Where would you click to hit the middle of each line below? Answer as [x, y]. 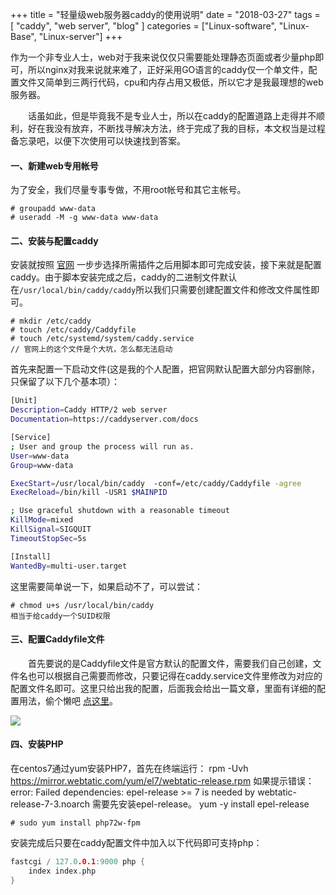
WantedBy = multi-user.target [69, 566]
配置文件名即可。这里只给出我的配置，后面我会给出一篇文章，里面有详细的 [163, 688]
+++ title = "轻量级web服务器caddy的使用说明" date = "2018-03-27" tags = [165, 14]
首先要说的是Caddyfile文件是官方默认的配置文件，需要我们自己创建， [170, 663]
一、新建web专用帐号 [54, 165]
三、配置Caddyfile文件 [57, 639]
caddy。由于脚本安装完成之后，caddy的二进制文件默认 [124, 277]
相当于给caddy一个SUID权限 [60, 616]
